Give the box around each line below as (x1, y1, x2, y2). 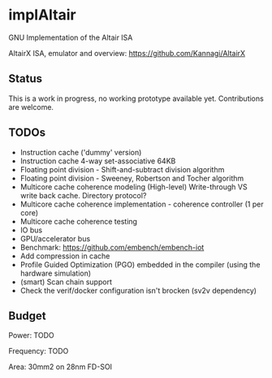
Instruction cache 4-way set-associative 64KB (19, 156, 176, 166)
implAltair (8, 6, 76, 24)
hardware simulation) (19, 268, 92, 278)
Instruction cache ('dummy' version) (19, 147, 142, 157)
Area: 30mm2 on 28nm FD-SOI (8, 362, 112, 371)
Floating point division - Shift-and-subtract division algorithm (19, 164, 225, 174)
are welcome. (8, 102, 54, 111)
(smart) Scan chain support (19, 276, 112, 286)
